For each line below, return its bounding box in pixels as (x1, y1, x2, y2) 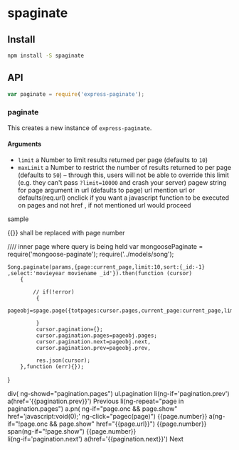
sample (7, 215, 29, 223)
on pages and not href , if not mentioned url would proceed (17, 201, 191, 210)
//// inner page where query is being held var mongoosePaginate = (7, 242, 203, 251)
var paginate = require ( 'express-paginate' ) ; (7, 90, 144, 97)
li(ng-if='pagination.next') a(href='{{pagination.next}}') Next (7, 435, 184, 444)
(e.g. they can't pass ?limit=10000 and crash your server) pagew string (17, 178, 227, 187)
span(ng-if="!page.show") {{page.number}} (7, 427, 137, 436)
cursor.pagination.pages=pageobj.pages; (36, 332, 158, 339)
